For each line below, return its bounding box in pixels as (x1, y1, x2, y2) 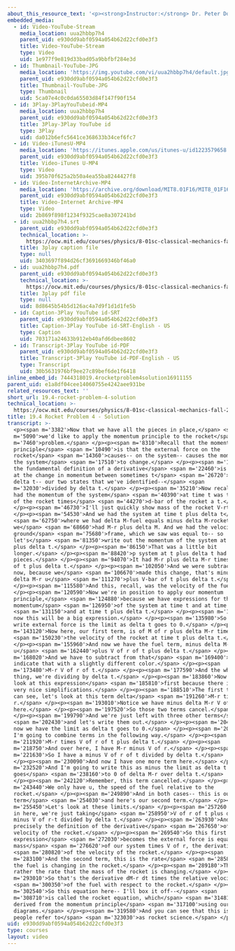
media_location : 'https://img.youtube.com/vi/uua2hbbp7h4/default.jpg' (20, 69, 233, 76)
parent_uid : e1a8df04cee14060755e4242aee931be (7, 380, 145, 388)
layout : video (7, 934, 49, 941)
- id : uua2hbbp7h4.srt (13, 218, 80, 225)
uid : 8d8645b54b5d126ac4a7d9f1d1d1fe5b (20, 303, 136, 310)
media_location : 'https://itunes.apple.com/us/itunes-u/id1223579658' (20, 147, 230, 154)
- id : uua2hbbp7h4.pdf (13, 264, 80, 271)
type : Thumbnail (20, 88, 68, 95)
